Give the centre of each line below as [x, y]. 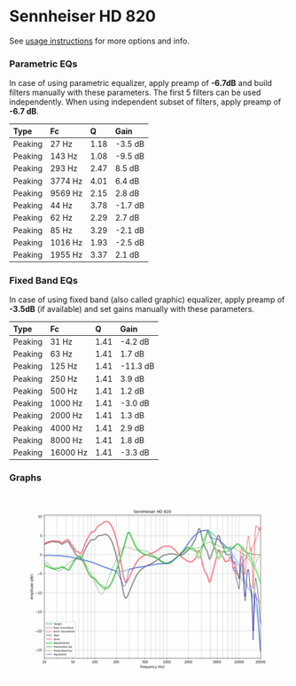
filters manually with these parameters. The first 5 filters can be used [135, 93]
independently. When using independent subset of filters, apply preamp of [145, 102]
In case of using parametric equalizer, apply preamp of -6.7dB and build [141, 83]
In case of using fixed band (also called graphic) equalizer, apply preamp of [147, 300]
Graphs [25, 478]
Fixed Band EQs [43, 280]
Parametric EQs [43, 64]
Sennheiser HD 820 [83, 16]
